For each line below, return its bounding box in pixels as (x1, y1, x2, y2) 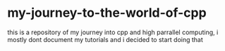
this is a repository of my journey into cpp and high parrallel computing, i (7, 28, 219, 36)
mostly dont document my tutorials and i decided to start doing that (7, 35, 203, 43)
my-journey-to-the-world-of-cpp (7, 5, 207, 21)
